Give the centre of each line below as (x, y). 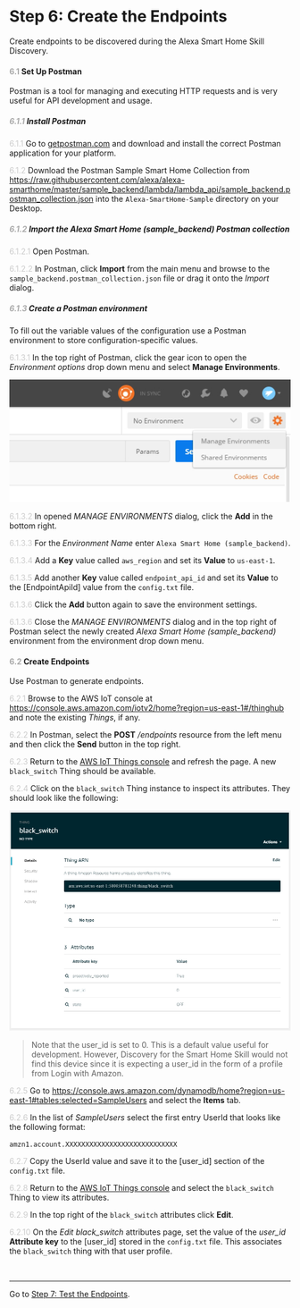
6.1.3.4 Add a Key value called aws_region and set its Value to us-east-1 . (142, 561)
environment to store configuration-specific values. (104, 341)
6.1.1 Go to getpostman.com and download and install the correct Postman (145, 144)
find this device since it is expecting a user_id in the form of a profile (157, 1063)
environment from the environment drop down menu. (107, 641)
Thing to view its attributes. (59, 1197)
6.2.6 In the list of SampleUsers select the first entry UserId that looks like (145, 1117)
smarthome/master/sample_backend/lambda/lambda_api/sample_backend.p (150, 190)
